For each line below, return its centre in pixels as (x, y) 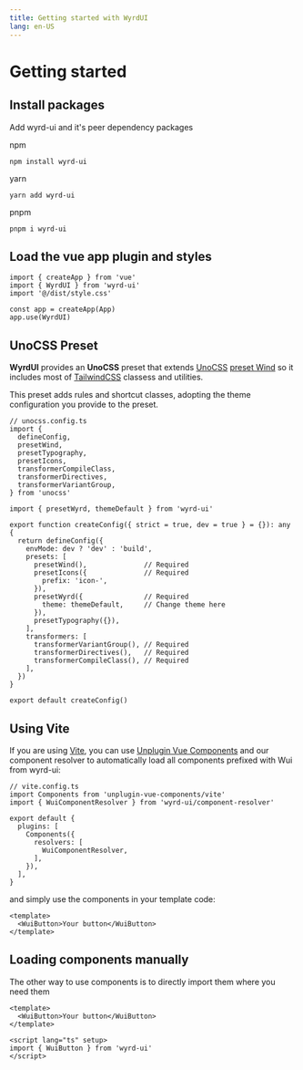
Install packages (57, 105)
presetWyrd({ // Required (111, 597)
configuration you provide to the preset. (84, 405)
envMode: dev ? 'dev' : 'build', (89, 549)
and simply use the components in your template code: (112, 899)
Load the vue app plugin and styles (111, 256)
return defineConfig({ (61, 541)
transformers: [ (57, 637)
